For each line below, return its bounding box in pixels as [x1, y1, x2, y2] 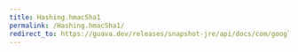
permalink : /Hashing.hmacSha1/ [9, 21, 125, 30]
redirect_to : [9, 29, 58, 38]
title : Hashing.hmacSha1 [9, 12, 101, 22]
